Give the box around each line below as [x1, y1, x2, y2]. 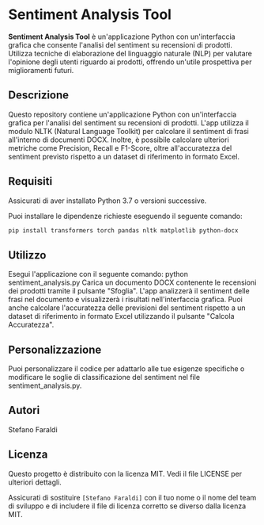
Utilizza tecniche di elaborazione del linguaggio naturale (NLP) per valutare [8, 48, 253, 58]
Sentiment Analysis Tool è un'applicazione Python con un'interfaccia [8, 32, 236, 41]
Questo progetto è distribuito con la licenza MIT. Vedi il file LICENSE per [8, 469, 243, 478]
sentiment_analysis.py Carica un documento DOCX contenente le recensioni [8, 278, 257, 287]
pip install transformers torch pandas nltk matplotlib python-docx [8, 226, 239, 235]
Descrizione [8, 89, 70, 102]
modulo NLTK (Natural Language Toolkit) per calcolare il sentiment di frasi [8, 126, 249, 136]
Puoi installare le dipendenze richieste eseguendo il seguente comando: [8, 211, 243, 220]
